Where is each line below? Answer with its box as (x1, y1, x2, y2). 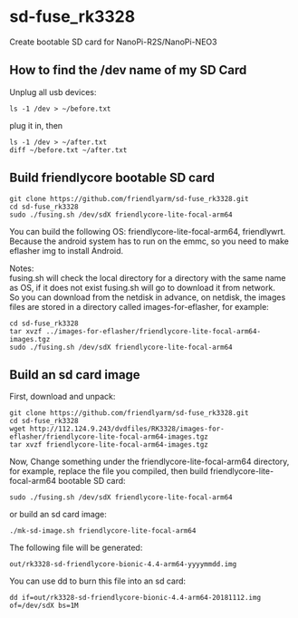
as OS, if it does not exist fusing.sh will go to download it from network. (9, 282, 276, 293)
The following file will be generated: (9, 542, 143, 554)
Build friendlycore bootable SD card (9, 170, 216, 186)
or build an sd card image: (9, 509, 107, 520)
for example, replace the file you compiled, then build (9, 466, 208, 477)
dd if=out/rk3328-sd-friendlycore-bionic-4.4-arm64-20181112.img (9, 594, 261, 603)
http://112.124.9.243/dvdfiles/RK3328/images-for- (29, 424, 225, 434)
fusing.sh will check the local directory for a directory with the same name (9, 272, 286, 283)
